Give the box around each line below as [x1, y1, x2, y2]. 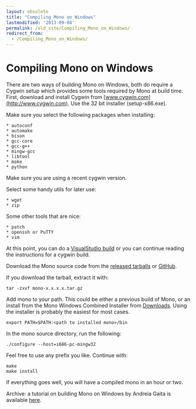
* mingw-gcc [6, 148, 35, 154]
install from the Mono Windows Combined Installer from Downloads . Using [6, 302, 187, 309]
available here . [6, 396, 42, 403]
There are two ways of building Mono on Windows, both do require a [6, 81, 173, 88]
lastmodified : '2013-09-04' [6, 19, 75, 25]
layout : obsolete [6, 8, 49, 15]
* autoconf [6, 122, 33, 129]
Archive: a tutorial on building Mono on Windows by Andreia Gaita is [6, 390, 171, 397]
